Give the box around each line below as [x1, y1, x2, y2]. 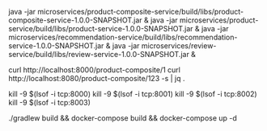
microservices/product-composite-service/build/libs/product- [37, 7, 244, 16]
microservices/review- [141, 41, 217, 51]
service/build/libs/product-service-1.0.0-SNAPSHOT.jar [8, 24, 193, 33]
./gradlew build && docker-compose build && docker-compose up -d [8, 113, 237, 123]
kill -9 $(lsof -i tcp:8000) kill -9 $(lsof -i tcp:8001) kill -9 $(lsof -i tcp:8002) [8, 89, 257, 99]
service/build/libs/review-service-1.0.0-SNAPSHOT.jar [8, 50, 190, 59]
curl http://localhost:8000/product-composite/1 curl [8, 65, 180, 75]
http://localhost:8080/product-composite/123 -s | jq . [8, 74, 185, 83]
